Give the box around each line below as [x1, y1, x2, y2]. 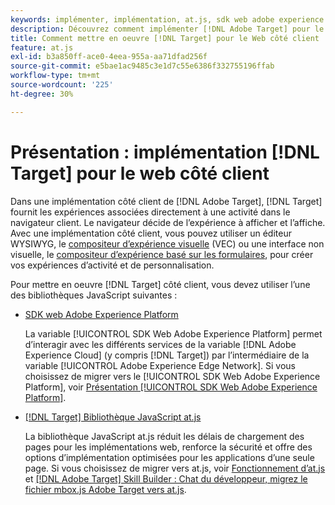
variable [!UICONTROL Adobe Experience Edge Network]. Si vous [24, 359, 296, 371]
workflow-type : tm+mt [10, 71, 101, 81]
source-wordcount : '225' [10, 80, 114, 90]
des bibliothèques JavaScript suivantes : [10, 289, 178, 301]
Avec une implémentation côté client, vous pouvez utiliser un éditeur [10, 227, 292, 239]
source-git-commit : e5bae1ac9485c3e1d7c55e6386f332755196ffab [10, 61, 275, 71]
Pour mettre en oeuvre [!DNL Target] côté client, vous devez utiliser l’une [10, 278, 311, 290]
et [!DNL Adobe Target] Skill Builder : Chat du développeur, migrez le [24, 472, 308, 485]
